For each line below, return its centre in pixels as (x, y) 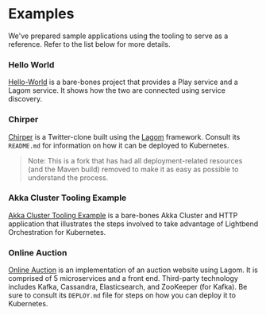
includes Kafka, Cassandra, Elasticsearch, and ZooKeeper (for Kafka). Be (128, 287)
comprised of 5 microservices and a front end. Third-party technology (123, 279)
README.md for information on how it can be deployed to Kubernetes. (119, 145)
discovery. (25, 99)
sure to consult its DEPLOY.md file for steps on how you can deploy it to (122, 295)
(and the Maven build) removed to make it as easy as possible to (133, 169)
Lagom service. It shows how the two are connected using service (117, 90)
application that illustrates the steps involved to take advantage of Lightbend (133, 224)
